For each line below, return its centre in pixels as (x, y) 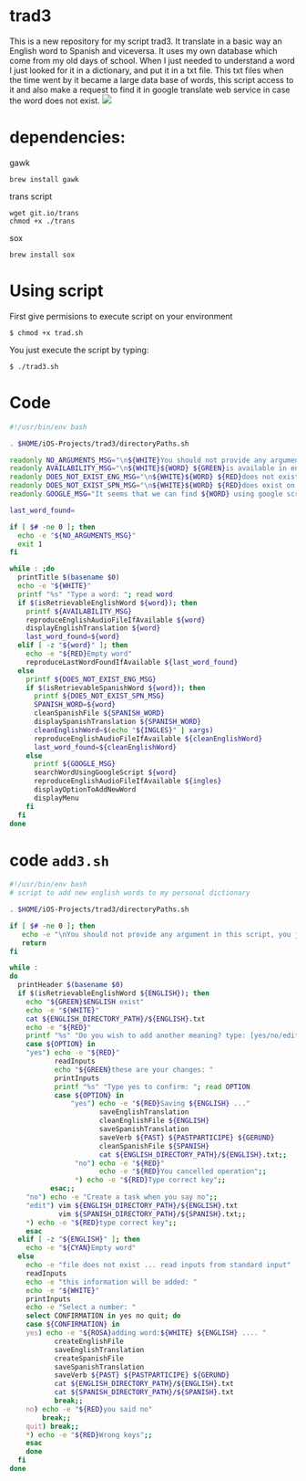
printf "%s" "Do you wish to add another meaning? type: (136, 1036)
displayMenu (56, 798)
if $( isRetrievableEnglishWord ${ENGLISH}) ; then (113, 993)
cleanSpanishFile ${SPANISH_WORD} (99, 713)
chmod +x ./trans (42, 221)
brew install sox (42, 255)
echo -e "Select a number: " (81, 1308)
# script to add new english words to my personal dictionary (130, 893)
